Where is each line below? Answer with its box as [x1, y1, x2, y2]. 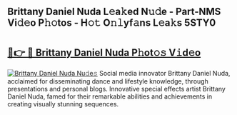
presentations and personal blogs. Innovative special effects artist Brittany [7, 85, 226, 93]
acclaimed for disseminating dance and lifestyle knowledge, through [7, 77, 208, 85]
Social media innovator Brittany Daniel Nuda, [99, 69, 231, 77]
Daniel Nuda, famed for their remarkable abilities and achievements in [7, 92, 213, 101]
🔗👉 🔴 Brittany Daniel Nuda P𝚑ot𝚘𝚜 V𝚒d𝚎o [7, 46, 201, 59]
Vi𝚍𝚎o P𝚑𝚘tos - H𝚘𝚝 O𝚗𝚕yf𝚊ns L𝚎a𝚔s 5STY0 [7, 17, 216, 29]
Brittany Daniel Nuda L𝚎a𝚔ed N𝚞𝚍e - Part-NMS [7, 6, 221, 18]
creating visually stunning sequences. [7, 100, 119, 108]
